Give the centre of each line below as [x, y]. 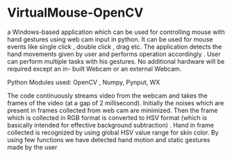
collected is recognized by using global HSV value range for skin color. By [113, 132]
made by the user [32, 147]
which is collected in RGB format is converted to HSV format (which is [107, 117]
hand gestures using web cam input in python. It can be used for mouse [110, 39]
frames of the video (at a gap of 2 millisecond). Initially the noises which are [116, 103]
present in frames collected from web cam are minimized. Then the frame [113, 110]
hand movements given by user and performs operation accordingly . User [114, 54]
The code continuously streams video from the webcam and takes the [108, 96]
